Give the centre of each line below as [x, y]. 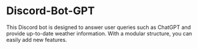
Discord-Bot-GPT [51, 11]
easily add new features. [37, 40]
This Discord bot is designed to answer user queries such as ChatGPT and [99, 27]
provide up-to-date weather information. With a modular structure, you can [99, 33]
